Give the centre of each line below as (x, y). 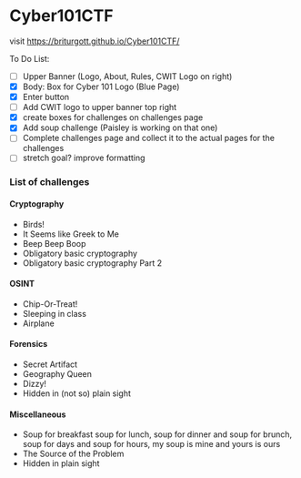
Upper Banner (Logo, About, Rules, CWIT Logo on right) (127, 76)
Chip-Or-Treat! (50, 304)
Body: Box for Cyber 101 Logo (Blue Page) (101, 86)
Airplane (38, 323)
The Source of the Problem (73, 454)
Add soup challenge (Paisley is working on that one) (120, 127)
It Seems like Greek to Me (71, 234)
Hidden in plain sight (61, 463)
